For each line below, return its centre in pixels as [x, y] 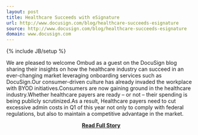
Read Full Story [101, 125]
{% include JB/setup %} [36, 51]
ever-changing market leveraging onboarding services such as [84, 76]
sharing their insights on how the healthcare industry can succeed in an [95, 69]
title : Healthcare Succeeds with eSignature [63, 17]
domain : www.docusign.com [39, 34]
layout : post [23, 12]
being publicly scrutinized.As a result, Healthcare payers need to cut [91, 101]
